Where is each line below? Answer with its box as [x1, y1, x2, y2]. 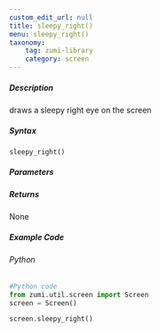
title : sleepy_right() [9, 21, 93, 30]
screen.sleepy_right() [9, 314, 93, 324]
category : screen [25, 54, 90, 63]
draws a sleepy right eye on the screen [9, 104, 152, 115]
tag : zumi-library [25, 46, 93, 55]
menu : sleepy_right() [9, 29, 90, 38]
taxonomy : [9, 37, 46, 47]
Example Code [9, 231, 65, 242]
